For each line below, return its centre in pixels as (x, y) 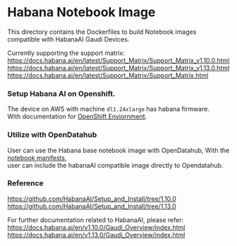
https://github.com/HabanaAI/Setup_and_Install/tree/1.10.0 (92, 199)
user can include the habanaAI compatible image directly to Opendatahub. (115, 165)
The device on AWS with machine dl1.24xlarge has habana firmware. (109, 109)
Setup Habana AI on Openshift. (61, 94)
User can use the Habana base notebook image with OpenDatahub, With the (119, 150)
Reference (25, 183)
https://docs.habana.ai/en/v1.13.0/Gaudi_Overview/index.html (96, 235)
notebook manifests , (37, 158)
